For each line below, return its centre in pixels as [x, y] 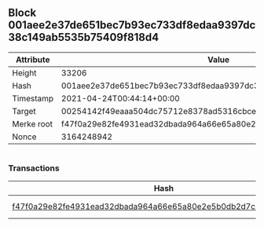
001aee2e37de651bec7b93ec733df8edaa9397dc [132, 26]
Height [24, 72]
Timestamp [33, 98]
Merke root [33, 123]
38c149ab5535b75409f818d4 [84, 37]
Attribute [33, 60]
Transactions [34, 168]
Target [24, 111]
